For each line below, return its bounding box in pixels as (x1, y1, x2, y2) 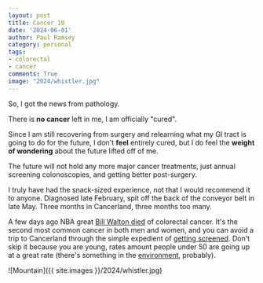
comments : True (8, 70, 58, 78)
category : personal (8, 41, 72, 49)
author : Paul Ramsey (8, 33, 76, 42)
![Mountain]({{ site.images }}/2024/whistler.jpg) (8, 265, 163, 275)
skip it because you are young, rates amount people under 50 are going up (8, 241, 250, 252)
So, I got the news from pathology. (8, 99, 120, 108)
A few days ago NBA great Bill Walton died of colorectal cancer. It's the (8, 217, 238, 226)
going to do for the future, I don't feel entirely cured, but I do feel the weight (8, 138, 255, 147)
